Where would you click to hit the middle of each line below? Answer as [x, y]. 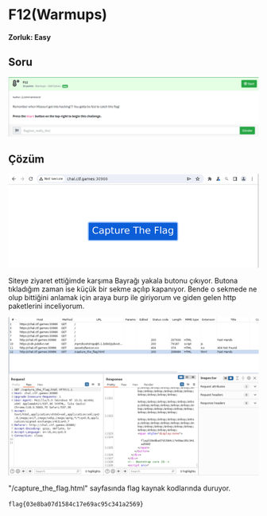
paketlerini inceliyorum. [46, 306]
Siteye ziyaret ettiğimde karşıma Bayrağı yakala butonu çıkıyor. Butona [123, 280]
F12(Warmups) [58, 15]
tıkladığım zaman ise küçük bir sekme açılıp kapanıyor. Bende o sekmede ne [133, 289]
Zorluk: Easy [30, 37]
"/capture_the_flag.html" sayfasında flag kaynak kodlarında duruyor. [120, 488]
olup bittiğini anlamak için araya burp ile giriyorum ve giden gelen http [122, 297]
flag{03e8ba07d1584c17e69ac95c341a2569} [76, 504]
